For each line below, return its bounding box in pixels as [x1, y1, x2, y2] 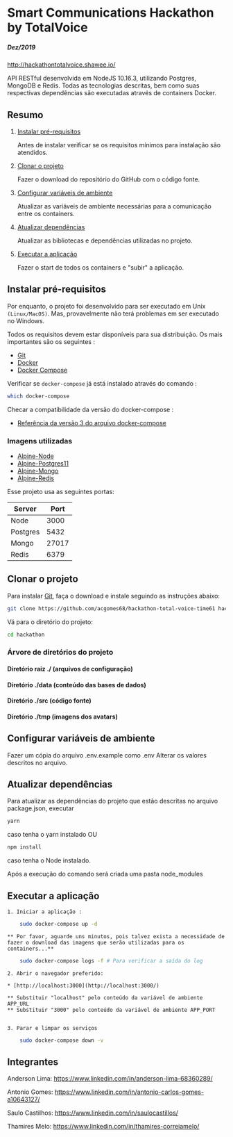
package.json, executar [7, 804, 74, 812]
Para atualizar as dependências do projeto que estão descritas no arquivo [7, 797, 218, 805]
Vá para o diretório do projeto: [7, 617, 94, 626]
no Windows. [7, 316, 45, 325]
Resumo [7, 109, 44, 121]
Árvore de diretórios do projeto [7, 648, 114, 657]
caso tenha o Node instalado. [7, 856, 92, 865]
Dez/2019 [7, 43, 36, 51]
